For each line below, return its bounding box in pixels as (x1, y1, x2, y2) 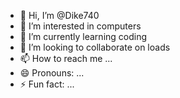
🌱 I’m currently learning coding (19, 31, 148, 42)
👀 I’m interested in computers (19, 20, 142, 32)
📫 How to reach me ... (19, 53, 113, 64)
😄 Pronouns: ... (19, 67, 85, 79)
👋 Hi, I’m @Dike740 (19, 10, 100, 21)
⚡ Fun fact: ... (19, 78, 75, 90)
